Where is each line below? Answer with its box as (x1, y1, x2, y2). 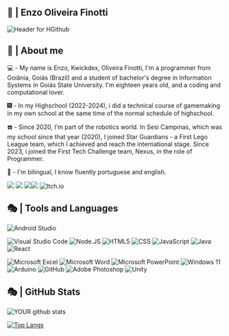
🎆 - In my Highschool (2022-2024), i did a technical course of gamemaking (7, 101, 221, 110)
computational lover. (7, 88, 65, 96)
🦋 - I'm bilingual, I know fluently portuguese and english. (7, 167, 167, 176)
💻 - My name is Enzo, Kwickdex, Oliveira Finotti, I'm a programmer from (7, 63, 211, 72)
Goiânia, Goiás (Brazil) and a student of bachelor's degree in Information (7, 73, 212, 82)
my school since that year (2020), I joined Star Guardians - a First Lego (7, 132, 208, 141)
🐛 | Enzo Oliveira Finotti (7, 7, 108, 19)
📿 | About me (7, 45, 64, 57)
